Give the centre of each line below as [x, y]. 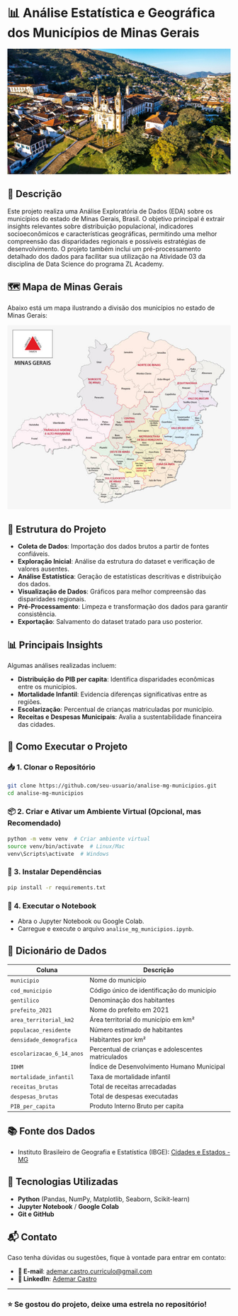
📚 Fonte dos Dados [51, 1131]
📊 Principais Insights [55, 645]
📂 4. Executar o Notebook [52, 905]
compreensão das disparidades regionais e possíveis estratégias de [107, 241]
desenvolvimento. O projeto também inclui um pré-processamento [104, 249]
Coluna [47, 970]
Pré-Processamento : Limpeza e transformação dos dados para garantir [123, 607]
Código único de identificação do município [153, 990]
